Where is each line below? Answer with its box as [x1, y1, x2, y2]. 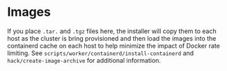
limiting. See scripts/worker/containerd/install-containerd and [7, 49, 194, 57]
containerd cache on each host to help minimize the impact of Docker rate [7, 41, 221, 50]
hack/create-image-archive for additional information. [7, 56, 162, 64]
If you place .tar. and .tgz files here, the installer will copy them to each [7, 27, 217, 35]
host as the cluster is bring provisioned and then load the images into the [7, 34, 217, 42]
